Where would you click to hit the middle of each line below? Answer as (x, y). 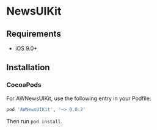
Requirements (34, 34)
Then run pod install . (35, 121)
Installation (28, 67)
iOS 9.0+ (26, 48)
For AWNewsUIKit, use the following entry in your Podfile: (79, 98)
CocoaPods (24, 85)
